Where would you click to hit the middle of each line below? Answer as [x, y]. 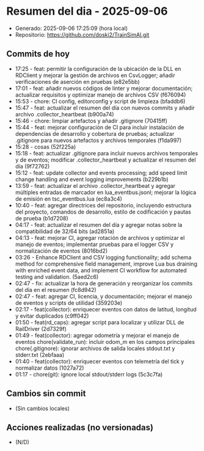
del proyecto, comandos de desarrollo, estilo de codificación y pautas [103, 212]
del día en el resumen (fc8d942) [56, 289]
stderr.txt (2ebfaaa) [40, 355]
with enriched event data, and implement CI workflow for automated [101, 270]
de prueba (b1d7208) [42, 218]
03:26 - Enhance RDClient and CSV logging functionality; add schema [103, 257]
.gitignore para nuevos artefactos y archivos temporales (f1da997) [98, 140]
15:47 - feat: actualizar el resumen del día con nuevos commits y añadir [105, 108]
